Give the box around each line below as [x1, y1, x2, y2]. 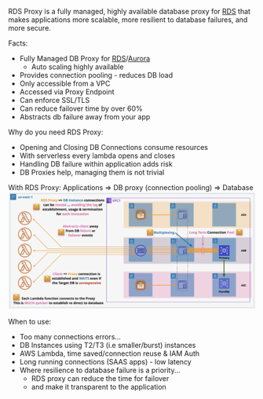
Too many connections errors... [19, 331, 122, 341]
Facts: [8, 38, 28, 48]
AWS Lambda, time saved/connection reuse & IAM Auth [19, 349, 200, 358]
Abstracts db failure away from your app [19, 112, 151, 121]
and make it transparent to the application [31, 382, 166, 391]
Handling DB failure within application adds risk [19, 159, 173, 168]
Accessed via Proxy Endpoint [19, 87, 115, 97]
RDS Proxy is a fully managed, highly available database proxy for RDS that [8, 7, 251, 16]
